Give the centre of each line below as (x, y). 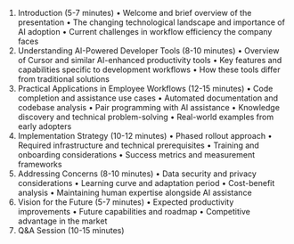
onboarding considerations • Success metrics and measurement (136, 155)
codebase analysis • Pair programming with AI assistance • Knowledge (149, 107)
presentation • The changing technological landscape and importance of (151, 22)
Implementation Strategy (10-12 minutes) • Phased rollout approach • (145, 136)
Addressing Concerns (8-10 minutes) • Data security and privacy (137, 174)
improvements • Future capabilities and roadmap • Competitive (134, 211)
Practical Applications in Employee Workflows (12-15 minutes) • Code (145, 89)
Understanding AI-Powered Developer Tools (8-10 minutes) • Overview (148, 51)
